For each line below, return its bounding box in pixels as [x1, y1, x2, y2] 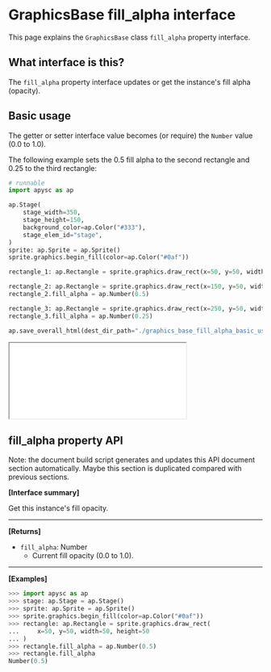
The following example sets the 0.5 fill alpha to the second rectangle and [8, 155, 250, 165]
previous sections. [8, 472, 70, 482]
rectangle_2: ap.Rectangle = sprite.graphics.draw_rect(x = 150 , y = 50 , [8, 282, 248, 291]
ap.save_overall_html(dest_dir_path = [8, 327, 135, 335]
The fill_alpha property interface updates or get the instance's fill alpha [8, 77, 252, 86]
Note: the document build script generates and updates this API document [8, 455, 256, 465]
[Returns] [8, 527, 42, 536]
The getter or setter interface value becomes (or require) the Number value [8, 131, 253, 140]
